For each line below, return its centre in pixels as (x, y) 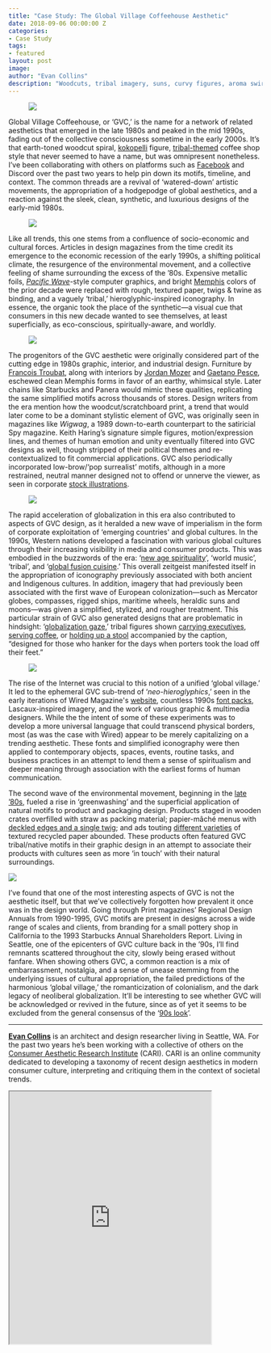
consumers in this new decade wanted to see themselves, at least (118, 315)
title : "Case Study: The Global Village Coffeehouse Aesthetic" (119, 16)
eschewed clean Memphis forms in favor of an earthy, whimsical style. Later (135, 381)
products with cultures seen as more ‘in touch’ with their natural (114, 853)
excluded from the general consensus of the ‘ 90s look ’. (100, 1013)
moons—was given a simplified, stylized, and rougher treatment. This (124, 609)
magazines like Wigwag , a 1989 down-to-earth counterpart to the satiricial (132, 424)
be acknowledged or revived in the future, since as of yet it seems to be (128, 1004)
